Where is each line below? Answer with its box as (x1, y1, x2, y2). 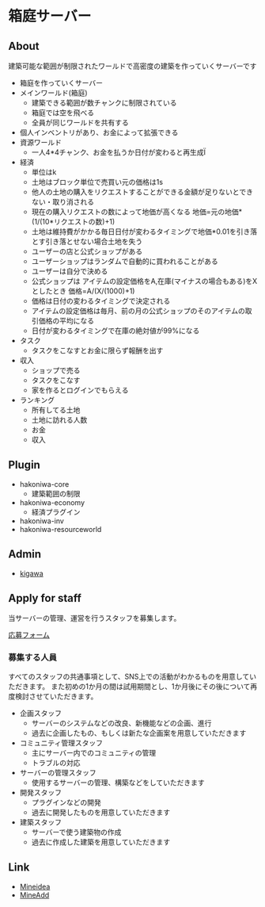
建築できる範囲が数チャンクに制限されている (31, 98, 177, 107)
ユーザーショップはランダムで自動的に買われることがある (31, 257, 219, 266)
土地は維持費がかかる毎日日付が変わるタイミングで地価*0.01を (31, 227, 237, 236)
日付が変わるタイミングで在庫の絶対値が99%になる (31, 326, 200, 335)
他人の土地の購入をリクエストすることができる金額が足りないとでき (31, 187, 253, 197)
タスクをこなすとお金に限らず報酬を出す (31, 346, 164, 355)
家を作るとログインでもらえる (31, 385, 129, 395)
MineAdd (19, 890, 50, 900)
